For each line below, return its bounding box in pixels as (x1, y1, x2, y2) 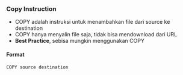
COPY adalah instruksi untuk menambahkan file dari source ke (14, 18, 170, 26)
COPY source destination (6, 64, 69, 70)
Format (6, 51, 25, 58)
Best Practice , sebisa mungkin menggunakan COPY (14, 37, 144, 45)
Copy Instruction (6, 5, 57, 13)
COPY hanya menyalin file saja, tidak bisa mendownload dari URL (14, 31, 178, 38)
